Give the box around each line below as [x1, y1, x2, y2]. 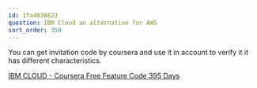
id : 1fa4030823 [8, 11, 59, 20]
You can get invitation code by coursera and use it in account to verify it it [8, 48, 249, 57]
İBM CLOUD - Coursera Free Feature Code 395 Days [8, 71, 180, 81]
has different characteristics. [8, 56, 102, 65]
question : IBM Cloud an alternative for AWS [8, 19, 157, 27]
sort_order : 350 [8, 26, 62, 34]
